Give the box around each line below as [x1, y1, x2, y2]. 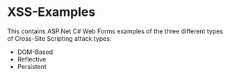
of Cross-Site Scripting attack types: [7, 34, 112, 42]
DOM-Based [17, 48, 54, 56]
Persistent [17, 62, 47, 70]
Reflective [17, 55, 47, 63]
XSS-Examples [7, 4, 96, 20]
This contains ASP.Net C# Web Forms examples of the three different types [7, 27, 224, 35]
